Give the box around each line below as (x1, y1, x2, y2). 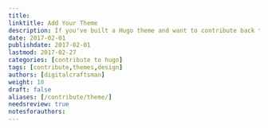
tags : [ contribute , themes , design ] (8, 64, 124, 72)
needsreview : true (8, 100, 69, 108)
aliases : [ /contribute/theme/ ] (8, 93, 112, 101)
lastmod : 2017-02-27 (8, 48, 77, 56)
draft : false (8, 85, 52, 94)
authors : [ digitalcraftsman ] (8, 71, 105, 79)
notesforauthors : (8, 108, 66, 116)
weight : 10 (8, 78, 45, 86)
